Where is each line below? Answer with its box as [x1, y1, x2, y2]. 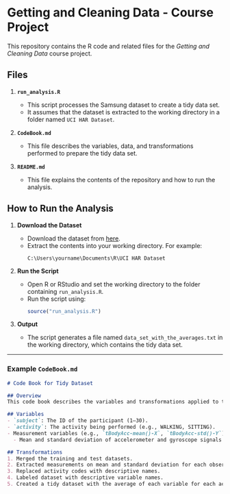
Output [16, 320, 38, 328]
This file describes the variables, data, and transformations [27, 142, 194, 150]
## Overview [7, 392, 41, 399]
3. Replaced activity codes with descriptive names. [7, 468, 161, 475]
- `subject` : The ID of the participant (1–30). [7, 417, 149, 424]
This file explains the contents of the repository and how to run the [27, 175, 216, 184]
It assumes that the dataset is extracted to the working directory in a [27, 108, 220, 116]
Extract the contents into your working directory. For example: [27, 241, 203, 249]
